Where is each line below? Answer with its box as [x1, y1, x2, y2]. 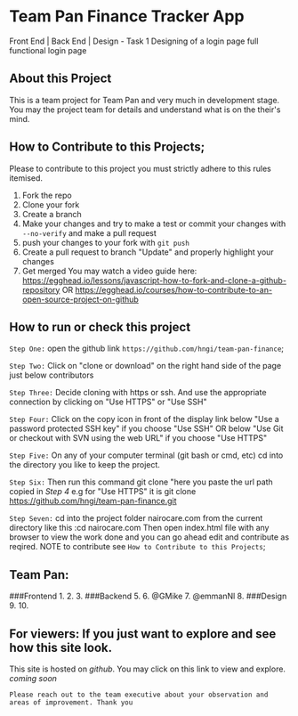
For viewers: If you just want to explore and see [9, 626, 277, 641]
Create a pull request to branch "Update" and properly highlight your [21, 247, 274, 257]
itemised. [9, 172, 43, 183]
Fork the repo [21, 190, 73, 200]
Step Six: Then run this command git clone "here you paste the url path [9, 476, 273, 487]
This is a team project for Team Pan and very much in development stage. [9, 94, 280, 105]
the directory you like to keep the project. [9, 460, 160, 470]
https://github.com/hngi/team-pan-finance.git [9, 496, 177, 507]
